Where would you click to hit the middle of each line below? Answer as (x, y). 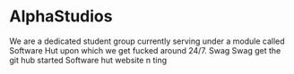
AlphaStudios (61, 16)
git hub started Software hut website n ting (88, 60)
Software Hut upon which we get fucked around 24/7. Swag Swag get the (145, 50)
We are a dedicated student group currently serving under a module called (147, 41)
